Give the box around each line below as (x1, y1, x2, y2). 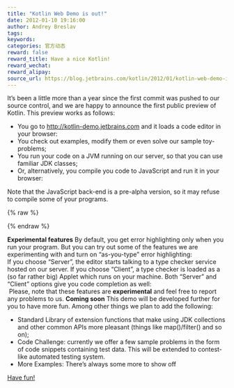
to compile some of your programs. (7, 195, 109, 203)
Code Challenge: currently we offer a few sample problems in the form (17, 338, 220, 346)
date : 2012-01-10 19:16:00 (7, 17, 86, 24)
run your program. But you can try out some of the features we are (7, 243, 198, 251)
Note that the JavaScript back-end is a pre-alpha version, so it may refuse (7, 187, 220, 196)
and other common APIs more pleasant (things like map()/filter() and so (17, 323, 222, 332)
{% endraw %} (7, 222, 50, 231)
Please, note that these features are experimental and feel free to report (8, 287, 217, 296)
